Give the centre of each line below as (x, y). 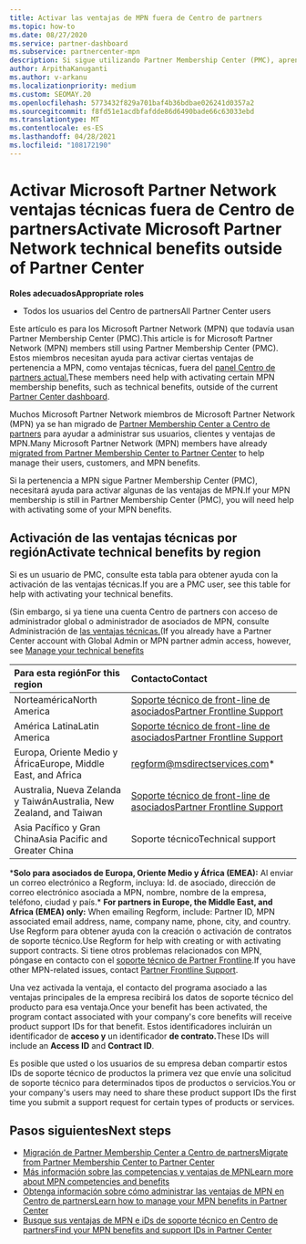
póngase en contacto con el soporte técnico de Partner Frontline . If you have (153, 960)
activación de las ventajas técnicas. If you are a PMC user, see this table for (150, 584)
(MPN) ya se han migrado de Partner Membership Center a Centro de (140, 423)
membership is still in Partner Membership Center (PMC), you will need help (152, 499)
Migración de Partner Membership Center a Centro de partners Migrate (155, 1153)
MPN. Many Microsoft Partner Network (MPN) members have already (138, 443)
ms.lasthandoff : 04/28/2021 (63, 137)
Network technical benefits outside (146, 248)
